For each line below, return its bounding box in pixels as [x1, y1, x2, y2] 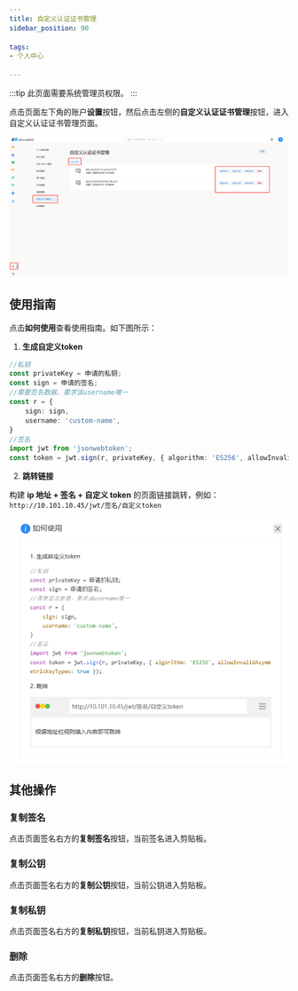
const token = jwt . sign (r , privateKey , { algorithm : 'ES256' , [9, 454, 244, 463]
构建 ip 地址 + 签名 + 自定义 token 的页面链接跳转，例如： [9, 489, 219, 501]
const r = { [9, 398, 53, 407]
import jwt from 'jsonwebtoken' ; [9, 444, 133, 453]
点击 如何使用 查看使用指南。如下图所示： [9, 322, 157, 333]
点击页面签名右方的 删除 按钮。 [9, 972, 118, 983]
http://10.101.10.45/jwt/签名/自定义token [9, 502, 162, 511]
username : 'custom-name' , [25, 416, 122, 425]
